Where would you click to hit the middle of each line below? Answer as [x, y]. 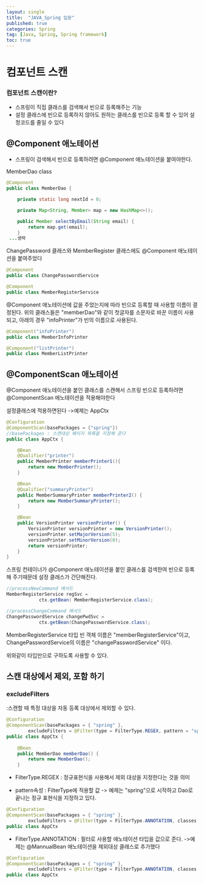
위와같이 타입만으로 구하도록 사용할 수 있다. [57, 655]
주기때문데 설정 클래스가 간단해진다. [55, 577]
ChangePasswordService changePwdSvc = [55, 617]
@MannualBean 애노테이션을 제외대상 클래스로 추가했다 [93, 846]
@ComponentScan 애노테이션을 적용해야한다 [61, 398]
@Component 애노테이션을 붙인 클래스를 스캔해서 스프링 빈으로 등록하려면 [95, 390]
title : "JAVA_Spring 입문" [40, 18]
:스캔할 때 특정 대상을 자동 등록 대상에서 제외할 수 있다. [71, 708]
